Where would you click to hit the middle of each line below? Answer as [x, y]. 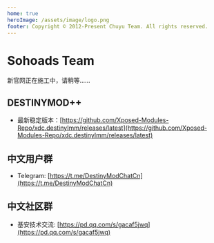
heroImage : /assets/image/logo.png [58, 20]
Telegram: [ [33, 175]
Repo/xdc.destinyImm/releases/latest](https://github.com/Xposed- [112, 128]
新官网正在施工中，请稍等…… [49, 81]
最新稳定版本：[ [39, 120]
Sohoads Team [51, 60]
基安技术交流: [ [38, 224]
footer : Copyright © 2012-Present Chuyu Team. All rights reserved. [108, 26]
